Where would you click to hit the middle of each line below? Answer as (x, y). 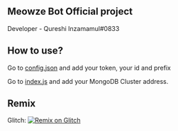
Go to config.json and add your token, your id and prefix (89, 68)
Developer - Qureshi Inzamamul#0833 (63, 28)
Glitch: (17, 120)
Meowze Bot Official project (70, 12)
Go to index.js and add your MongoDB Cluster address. (88, 81)
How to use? (35, 51)
